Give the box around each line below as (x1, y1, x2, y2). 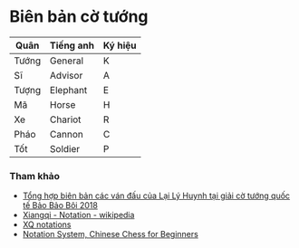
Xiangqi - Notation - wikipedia (22, 210, 135, 221)
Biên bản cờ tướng (9, 6, 149, 27)
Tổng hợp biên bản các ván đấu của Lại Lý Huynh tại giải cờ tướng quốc (22, 190, 291, 201)
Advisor (49, 69, 83, 81)
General (49, 54, 84, 67)
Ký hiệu (102, 39, 138, 52)
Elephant (49, 83, 88, 96)
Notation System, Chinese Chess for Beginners (22, 229, 199, 240)
